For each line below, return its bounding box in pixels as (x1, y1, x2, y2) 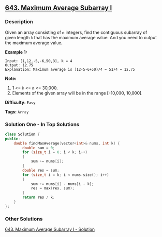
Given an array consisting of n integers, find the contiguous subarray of (5, 29, 147, 35)
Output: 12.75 (5, 63, 34, 67)
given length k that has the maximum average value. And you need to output (5, 34, 157, 40)
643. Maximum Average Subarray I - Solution (5, 226, 95, 232)
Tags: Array (5, 109, 29, 114)
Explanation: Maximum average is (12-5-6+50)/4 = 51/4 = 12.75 (5, 67, 135, 72)
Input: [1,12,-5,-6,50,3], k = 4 (5, 58, 73, 63)
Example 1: (5, 49, 28, 55)
